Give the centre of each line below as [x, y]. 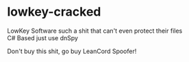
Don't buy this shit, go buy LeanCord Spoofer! [72, 51]
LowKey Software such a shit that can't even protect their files [95, 31]
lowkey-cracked [54, 12]
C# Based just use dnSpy [43, 37]
